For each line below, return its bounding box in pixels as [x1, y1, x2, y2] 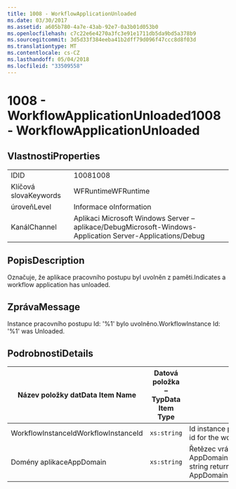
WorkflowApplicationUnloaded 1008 [7, 107, 221, 123]
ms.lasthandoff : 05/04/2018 [7, 56, 90, 63]
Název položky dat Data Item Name [17, 390, 137, 400]
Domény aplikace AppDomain [11, 457, 107, 467]
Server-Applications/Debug [112, 231, 205, 241]
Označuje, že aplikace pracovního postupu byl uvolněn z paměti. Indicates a [7, 273, 226, 281]
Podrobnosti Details [7, 347, 93, 359]
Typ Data [151, 394, 181, 404]
